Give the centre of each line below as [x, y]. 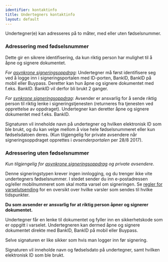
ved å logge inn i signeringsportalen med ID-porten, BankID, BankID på [78, 78]
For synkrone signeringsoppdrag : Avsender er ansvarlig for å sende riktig [81, 98]
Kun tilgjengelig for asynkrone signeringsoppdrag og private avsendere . [80, 164]
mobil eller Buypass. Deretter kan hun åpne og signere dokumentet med [79, 83]
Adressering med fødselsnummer [47, 47]
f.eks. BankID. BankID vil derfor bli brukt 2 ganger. [57, 88]
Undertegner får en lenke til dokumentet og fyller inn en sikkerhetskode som [84, 219]
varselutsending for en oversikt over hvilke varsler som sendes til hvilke [79, 189]
